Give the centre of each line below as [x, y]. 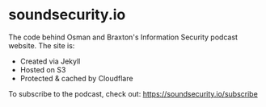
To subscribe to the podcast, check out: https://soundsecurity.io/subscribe [133, 93]
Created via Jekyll [50, 61]
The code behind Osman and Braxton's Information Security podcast [123, 37]
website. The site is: [42, 45]
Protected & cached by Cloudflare [76, 78]
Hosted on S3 [43, 69]
